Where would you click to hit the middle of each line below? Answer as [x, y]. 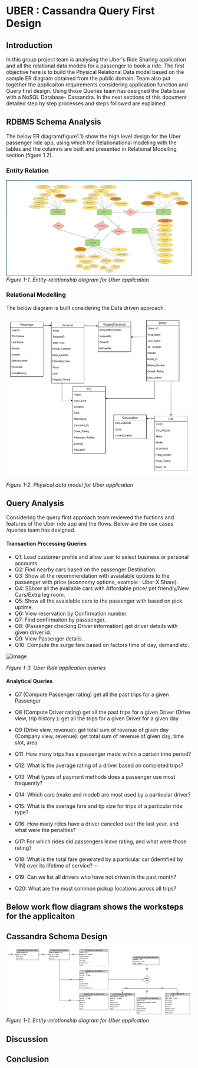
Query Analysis [35, 503]
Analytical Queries [29, 681]
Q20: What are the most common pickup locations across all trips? [95, 888]
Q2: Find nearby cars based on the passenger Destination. [86, 569]
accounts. [27, 563]
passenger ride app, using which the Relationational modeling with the [91, 143]
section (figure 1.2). [30, 155]
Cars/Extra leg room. [40, 594]
